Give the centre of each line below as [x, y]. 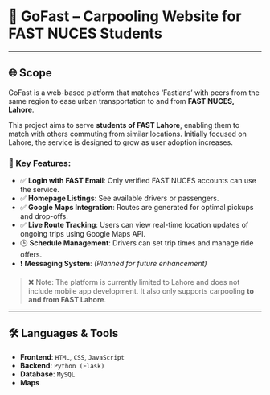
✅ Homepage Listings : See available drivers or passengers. [119, 198]
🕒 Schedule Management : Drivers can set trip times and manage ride [137, 243]
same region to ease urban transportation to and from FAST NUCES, [121, 101]
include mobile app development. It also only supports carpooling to [141, 291]
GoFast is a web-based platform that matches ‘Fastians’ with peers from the [134, 93]
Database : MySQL [47, 374]
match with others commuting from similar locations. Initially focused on [127, 134]
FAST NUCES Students [85, 33]
